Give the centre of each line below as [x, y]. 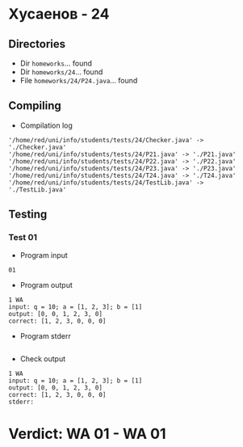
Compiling [35, 106]
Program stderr [45, 335]
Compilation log [46, 125]
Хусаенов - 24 [59, 14]
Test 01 [23, 238]
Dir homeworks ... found [56, 63]
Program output [46, 285]
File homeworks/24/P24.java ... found [79, 80]
